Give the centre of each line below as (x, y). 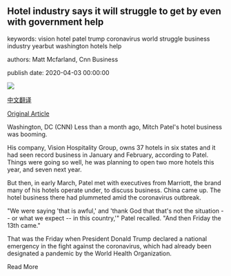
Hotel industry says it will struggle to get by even (114, 11)
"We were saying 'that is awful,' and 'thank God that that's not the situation (113, 211)
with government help (56, 22)
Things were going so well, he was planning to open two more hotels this (111, 162)
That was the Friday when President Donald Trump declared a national (107, 238)
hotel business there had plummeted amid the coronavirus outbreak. (104, 197)
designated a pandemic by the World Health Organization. (90, 253)
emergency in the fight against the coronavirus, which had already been (109, 246)
